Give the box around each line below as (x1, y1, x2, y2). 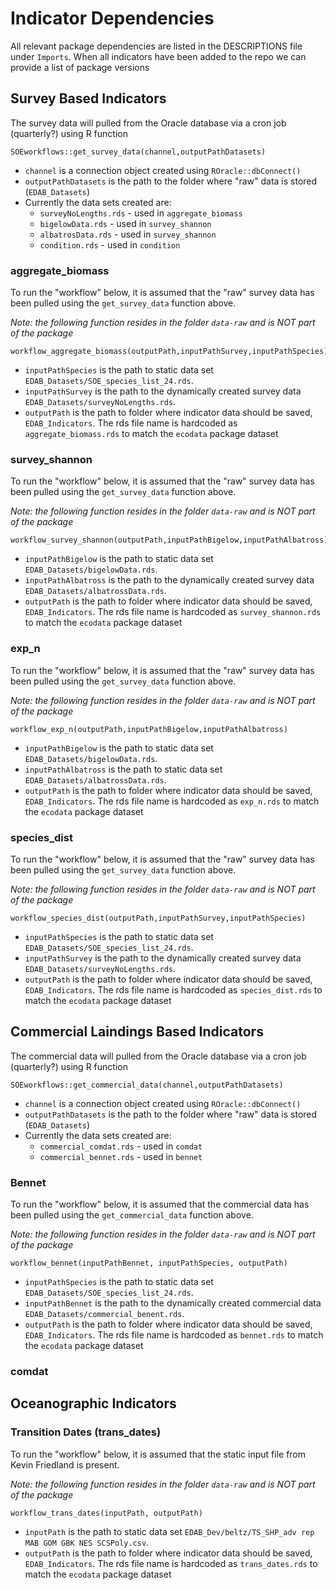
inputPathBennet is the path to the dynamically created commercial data (24, 1297, 322, 1309)
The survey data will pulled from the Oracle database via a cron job (10, 117, 287, 129)
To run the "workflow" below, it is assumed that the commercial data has (10, 1198, 310, 1211)
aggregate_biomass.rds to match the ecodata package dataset (24, 428, 279, 440)
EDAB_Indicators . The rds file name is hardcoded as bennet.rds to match (24, 1329, 324, 1341)
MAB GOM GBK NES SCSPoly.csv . (24, 1536, 150, 1548)
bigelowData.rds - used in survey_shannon (39, 217, 212, 229)
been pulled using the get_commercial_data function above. (10, 1209, 254, 1221)
